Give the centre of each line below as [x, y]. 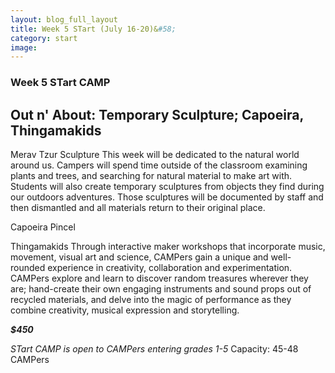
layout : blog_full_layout [64, 19]
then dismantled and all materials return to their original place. [138, 207]
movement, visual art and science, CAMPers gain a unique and [139, 257]
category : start [44, 38]
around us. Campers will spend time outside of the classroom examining [159, 165]
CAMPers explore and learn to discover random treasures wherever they [159, 278]
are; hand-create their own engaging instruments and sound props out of [161, 288]
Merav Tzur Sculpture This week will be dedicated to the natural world [155, 154]
